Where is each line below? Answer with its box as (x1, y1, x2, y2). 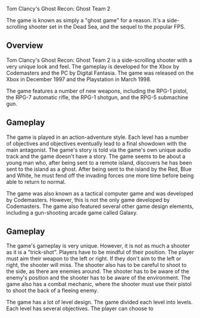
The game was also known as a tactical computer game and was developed (6, 189, 193, 197)
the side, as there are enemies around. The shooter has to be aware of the (6, 268, 190, 275)
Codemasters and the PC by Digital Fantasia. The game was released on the (6, 69, 194, 76)
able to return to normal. (6, 178, 66, 185)
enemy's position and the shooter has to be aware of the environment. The (6, 274, 190, 281)
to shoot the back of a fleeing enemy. (6, 287, 99, 294)
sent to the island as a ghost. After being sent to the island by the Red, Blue (6, 165, 192, 173)
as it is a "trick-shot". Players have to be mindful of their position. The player (6, 249, 195, 256)
